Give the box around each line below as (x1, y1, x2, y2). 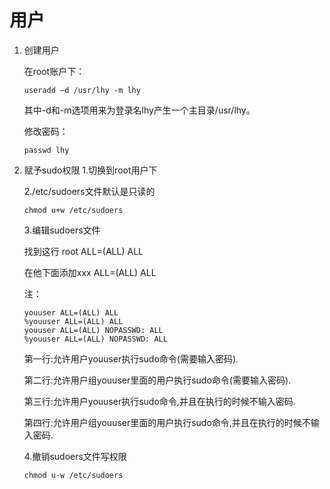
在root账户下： (23, 65, 86, 77)
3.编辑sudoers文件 (23, 224, 101, 236)
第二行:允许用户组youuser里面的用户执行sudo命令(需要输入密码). (23, 374, 292, 386)
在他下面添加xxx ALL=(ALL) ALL (23, 266, 157, 278)
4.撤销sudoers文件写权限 (23, 450, 127, 462)
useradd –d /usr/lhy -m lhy (23, 85, 141, 95)
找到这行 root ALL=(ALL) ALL (23, 245, 144, 257)
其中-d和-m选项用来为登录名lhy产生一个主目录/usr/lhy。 (23, 104, 256, 116)
